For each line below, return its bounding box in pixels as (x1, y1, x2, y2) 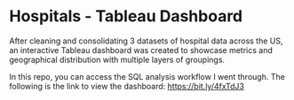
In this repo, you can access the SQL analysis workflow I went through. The (9, 71, 286, 81)
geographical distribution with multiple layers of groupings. (9, 54, 225, 65)
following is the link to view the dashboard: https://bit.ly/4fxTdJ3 (9, 81, 244, 91)
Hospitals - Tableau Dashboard (9, 6, 242, 27)
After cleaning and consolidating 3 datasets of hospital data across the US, (9, 35, 283, 46)
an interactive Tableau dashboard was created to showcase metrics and (9, 44, 274, 55)
